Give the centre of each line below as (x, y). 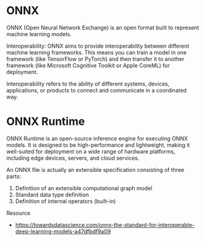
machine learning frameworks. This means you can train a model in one (97, 52)
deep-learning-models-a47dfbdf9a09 (63, 231)
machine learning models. (39, 34)
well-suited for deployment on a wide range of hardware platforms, (91, 151)
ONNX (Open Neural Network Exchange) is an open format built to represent (103, 28)
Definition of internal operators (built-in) (65, 201)
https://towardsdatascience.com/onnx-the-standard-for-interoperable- (105, 224)
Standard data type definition (52, 195)
